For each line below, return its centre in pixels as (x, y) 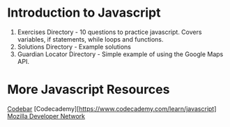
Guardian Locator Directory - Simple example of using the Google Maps (120, 54)
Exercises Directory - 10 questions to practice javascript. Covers (109, 32)
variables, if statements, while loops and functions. (90, 39)
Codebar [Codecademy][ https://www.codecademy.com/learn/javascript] (112, 108)
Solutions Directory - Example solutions (74, 46)
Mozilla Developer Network (46, 116)
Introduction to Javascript (84, 13)
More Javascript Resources (89, 90)
